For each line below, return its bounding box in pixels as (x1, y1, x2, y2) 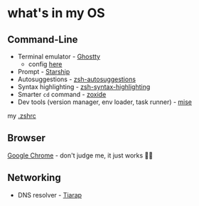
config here (28, 60, 63, 68)
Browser (7, 132, 46, 144)
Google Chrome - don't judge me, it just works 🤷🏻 (7, 151, 154, 160)
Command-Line (7, 34, 78, 46)
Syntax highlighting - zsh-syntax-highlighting (17, 83, 151, 91)
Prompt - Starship (17, 68, 70, 76)
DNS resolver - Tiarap (17, 190, 82, 199)
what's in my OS (7, 5, 105, 21)
